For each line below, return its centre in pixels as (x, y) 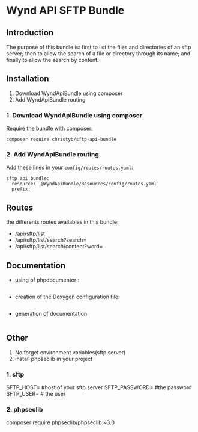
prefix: (21, 189)
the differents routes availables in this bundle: (62, 222)
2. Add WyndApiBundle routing (52, 155)
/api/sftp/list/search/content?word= (59, 247)
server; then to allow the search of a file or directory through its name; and (98, 54)
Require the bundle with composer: (49, 128)
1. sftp (15, 374)
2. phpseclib (25, 410)
